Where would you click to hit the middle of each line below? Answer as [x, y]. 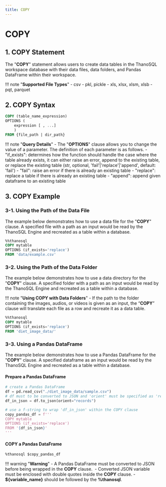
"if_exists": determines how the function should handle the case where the [81, 155]
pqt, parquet [18, 89]
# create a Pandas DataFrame [35, 387]
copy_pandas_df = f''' [28, 414]
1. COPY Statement [35, 52]
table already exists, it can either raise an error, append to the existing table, [83, 160]
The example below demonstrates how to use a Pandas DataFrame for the [81, 355]
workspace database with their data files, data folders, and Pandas [73, 69]
